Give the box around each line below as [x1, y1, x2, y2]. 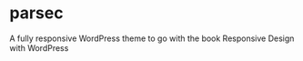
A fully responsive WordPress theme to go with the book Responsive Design [9, 33, 295, 44]
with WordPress [9, 42, 69, 53]
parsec [9, 3, 64, 24]
